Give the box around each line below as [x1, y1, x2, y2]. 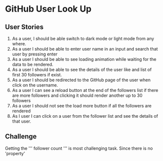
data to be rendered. [12, 62, 54, 67]
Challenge [5, 132, 37, 141]
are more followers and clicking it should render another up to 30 [12, 92, 143, 98]
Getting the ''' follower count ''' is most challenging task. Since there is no [5, 145, 153, 151]
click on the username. [12, 82, 58, 88]
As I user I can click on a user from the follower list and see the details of [12, 113, 158, 119]
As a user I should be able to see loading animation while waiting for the [12, 56, 157, 62]
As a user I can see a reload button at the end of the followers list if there [12, 88, 159, 93]
